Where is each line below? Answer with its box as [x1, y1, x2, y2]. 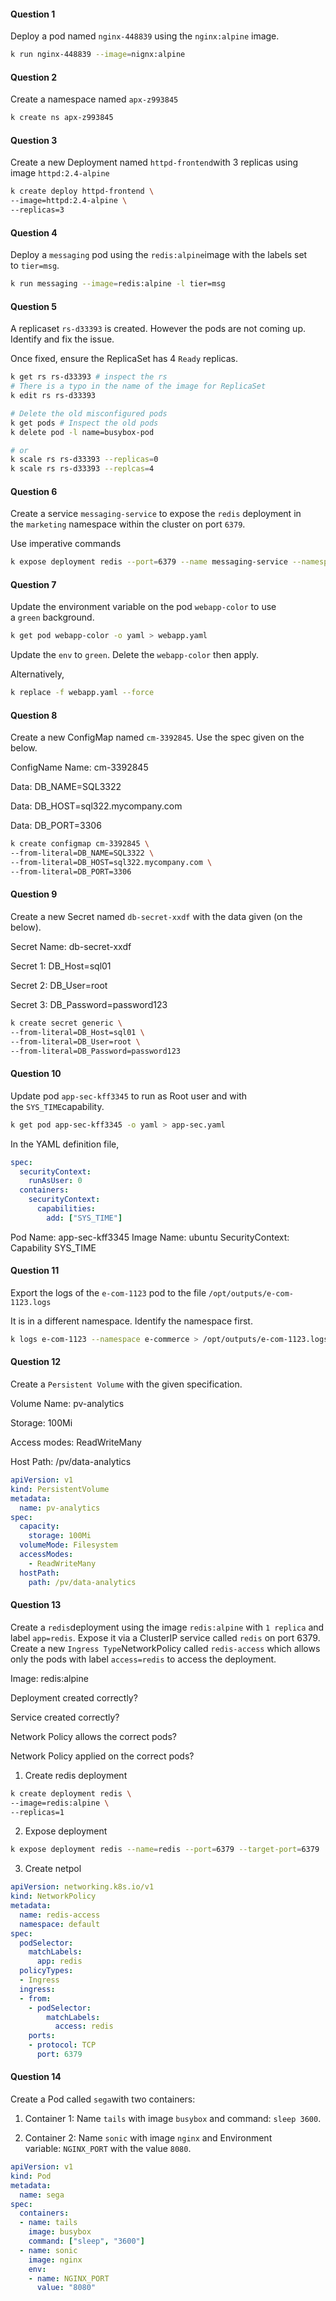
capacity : [19, 1521, 60, 1532]
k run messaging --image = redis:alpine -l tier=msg [10, 279, 226, 289]
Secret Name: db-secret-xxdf [10, 941, 132, 953]
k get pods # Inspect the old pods [10, 418, 159, 428]
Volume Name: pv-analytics [10, 1398, 125, 1410]
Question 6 [10, 485, 58, 497]
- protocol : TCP [28, 2040, 97, 2050]
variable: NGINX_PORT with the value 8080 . [24, 2143, 192, 2155]
